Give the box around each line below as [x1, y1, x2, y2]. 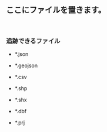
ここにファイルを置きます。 [6, 5, 106, 15]
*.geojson [14, 62, 38, 69]
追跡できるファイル [6, 37, 61, 45]
